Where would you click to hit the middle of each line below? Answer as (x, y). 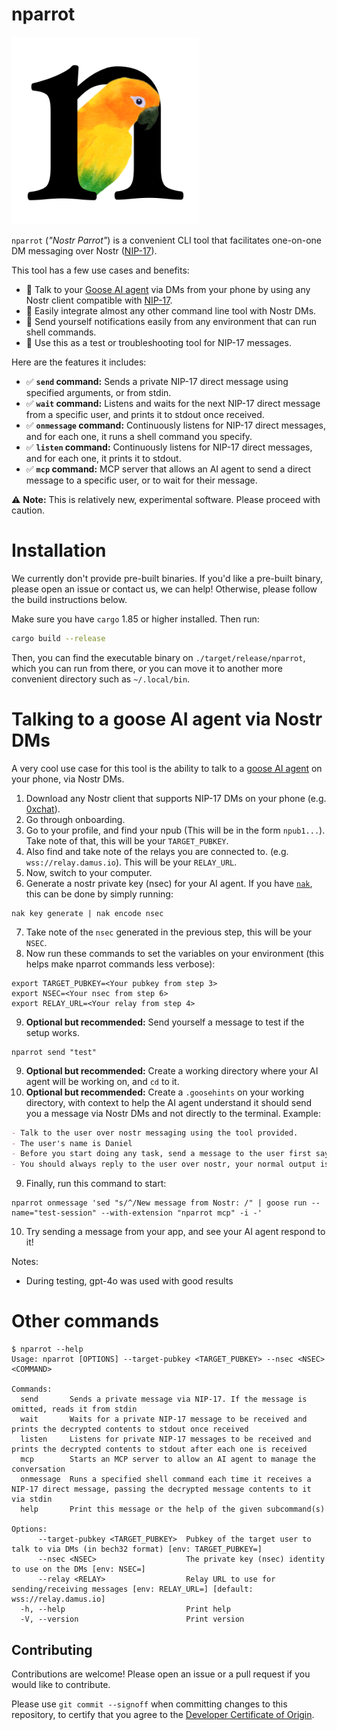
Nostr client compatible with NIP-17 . (99, 300)
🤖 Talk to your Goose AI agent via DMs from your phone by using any (168, 289)
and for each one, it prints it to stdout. (103, 458)
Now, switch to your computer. (89, 872)
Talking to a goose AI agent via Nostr (167, 719)
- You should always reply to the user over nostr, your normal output (163, 1164)
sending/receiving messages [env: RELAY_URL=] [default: (132, 1589)
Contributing (52, 1649)
